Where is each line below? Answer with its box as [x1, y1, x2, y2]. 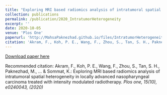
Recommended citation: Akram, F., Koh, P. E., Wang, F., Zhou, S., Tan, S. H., [5, 63, 160, 69]
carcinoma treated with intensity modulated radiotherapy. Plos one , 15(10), [5, 79, 158, 85]
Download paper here [5, 53, 50, 59]
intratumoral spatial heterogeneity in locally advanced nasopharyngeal [5, 73, 150, 80]
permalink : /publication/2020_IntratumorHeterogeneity [5, 16, 121, 21]
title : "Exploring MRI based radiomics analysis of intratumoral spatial [5, 7, 162, 12]
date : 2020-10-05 [5, 26, 41, 31]
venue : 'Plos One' [5, 30, 43, 35]
